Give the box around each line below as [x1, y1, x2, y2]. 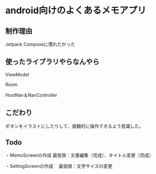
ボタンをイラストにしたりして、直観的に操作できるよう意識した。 [5, 123, 144, 129]
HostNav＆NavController [5, 92, 58, 98]
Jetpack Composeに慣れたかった [5, 41, 76, 47]
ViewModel [5, 71, 29, 77]
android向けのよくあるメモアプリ [5, 5, 147, 16]
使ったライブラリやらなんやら [5, 57, 100, 67]
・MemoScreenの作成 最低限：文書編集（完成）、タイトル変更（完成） [5, 152, 154, 159]
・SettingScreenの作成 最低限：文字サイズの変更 [5, 163, 113, 169]
